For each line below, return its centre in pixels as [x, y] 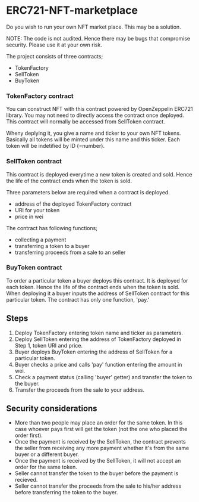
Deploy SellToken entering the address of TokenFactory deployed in [98, 339]
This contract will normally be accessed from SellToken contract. [86, 122]
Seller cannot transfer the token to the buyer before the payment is [97, 473]
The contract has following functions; [52, 228]
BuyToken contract [34, 268]
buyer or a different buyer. [47, 454]
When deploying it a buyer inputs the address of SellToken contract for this [98, 293]
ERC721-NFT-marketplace [72, 10]
